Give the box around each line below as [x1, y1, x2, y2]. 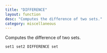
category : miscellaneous [5, 21, 56, 26]
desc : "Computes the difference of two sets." [5, 16, 103, 21]
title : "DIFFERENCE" [5, 7, 48, 12]
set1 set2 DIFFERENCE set [5, 44, 58, 50]
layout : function [5, 12, 41, 17]
